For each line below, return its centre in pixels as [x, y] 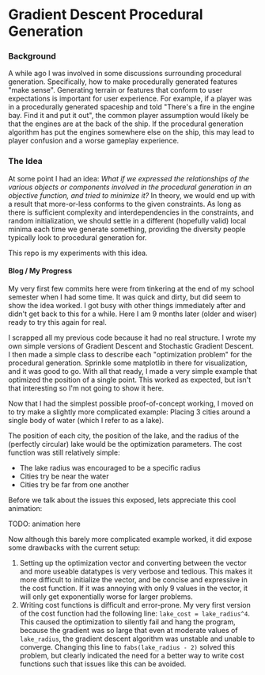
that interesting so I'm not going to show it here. [86, 388]
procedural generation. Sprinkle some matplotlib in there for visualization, [128, 363]
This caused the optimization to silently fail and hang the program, [127, 622]
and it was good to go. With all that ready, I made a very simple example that [133, 371]
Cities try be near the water [64, 476]
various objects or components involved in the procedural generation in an [130, 187]
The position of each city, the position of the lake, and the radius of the [124, 435]
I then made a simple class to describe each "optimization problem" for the [130, 354]
